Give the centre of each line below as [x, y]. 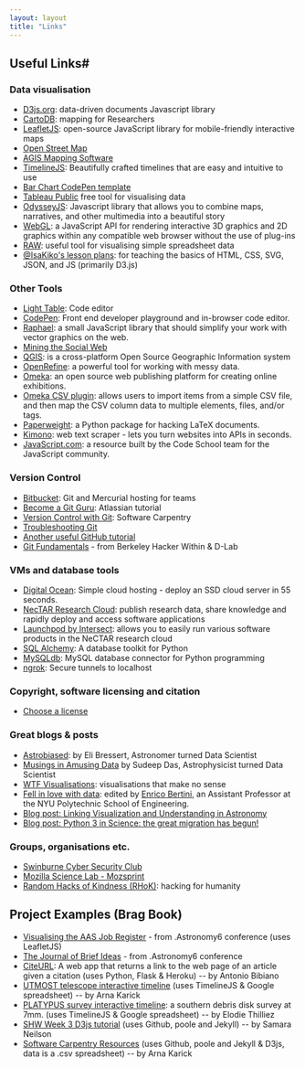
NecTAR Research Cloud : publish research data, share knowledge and [154, 610]
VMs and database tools [64, 570]
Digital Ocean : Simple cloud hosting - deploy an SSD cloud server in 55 [157, 590]
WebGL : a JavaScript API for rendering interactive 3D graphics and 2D [155, 226]
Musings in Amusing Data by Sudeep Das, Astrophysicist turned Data [152, 764]
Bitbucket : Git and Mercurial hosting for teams [109, 497]
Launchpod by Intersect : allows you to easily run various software [147, 629]
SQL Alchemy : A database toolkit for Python [105, 648]
